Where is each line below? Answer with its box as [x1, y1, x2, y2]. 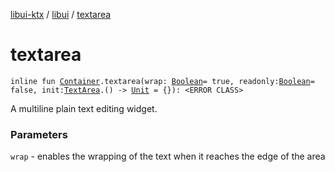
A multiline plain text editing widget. [10, 102, 158, 114]
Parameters [10, 127, 68, 141]
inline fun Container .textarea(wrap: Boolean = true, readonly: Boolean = [10, 76, 315, 86]
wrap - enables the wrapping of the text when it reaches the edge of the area [10, 150, 326, 163]
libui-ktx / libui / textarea [10, 9, 112, 20]
